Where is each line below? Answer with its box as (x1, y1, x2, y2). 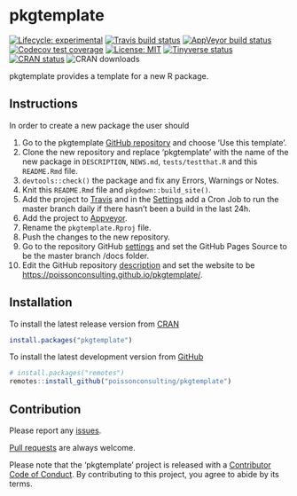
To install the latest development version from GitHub (9, 351, 204, 362)
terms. (9, 478, 33, 489)
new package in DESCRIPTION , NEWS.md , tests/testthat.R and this (21, 156, 258, 167)
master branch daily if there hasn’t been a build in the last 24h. (21, 203, 251, 214)
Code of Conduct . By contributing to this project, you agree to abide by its (9, 469, 279, 479)
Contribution (9, 401, 82, 417)
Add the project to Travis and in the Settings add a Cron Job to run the (21, 193, 279, 204)
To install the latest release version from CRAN (9, 319, 180, 329)
